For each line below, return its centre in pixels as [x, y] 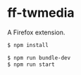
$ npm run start [31, 64]
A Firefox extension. [36, 32]
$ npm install [28, 45]
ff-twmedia [41, 13]
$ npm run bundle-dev [39, 57]
